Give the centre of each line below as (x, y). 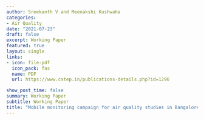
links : (15, 57)
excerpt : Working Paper (36, 40)
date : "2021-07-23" (31, 29)
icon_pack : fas (31, 68)
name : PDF (24, 74)
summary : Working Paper (36, 96)
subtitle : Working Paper (38, 102)
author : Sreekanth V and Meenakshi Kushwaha (63, 12)
